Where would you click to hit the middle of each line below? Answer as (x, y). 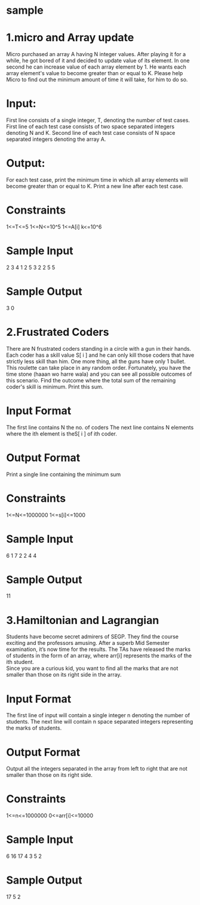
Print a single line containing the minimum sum (64, 474)
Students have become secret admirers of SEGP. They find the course (93, 637)
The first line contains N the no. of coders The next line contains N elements (100, 427)
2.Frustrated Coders (58, 332)
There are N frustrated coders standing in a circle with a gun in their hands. (99, 348)
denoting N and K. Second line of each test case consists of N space (91, 133)
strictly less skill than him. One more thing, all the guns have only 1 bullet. (96, 361)
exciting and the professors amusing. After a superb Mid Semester (88, 643)
